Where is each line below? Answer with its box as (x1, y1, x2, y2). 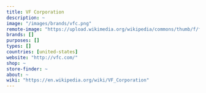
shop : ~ (6, 60, 26, 66)
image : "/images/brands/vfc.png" (6, 20, 92, 26)
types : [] (6, 43, 32, 50)
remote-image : (6, 26, 43, 32)
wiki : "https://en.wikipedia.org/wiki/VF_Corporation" (6, 77, 150, 83)
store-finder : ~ (6, 65, 48, 72)
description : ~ (6, 15, 45, 21)
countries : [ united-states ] (6, 49, 78, 55)
